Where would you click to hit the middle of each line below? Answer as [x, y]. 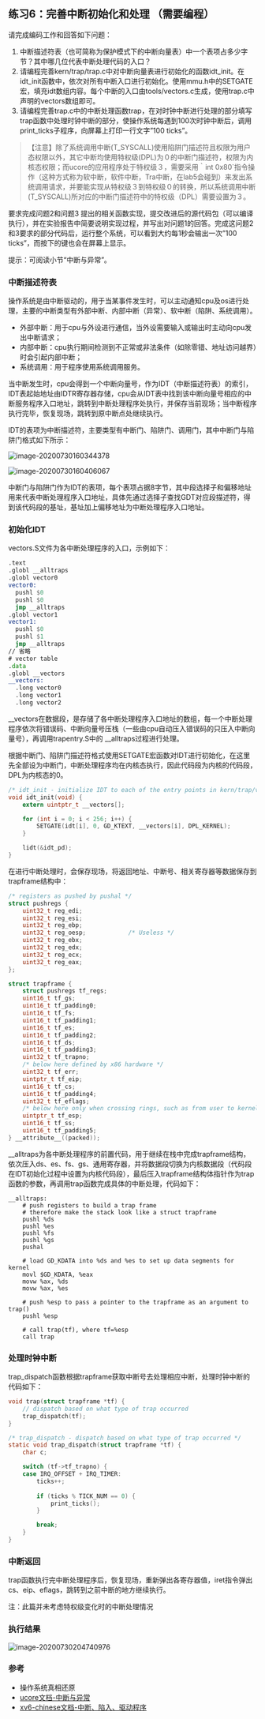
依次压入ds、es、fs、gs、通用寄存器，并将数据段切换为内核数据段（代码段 [130, 1164]
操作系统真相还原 [47, 1687]
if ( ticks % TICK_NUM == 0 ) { [86, 1496]
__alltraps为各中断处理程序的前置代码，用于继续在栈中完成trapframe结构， [129, 1154]
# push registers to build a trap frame [90, 1205]
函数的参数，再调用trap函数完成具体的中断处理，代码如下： [105, 1184]
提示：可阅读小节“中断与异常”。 [60, 260]
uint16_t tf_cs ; [49, 1087]
